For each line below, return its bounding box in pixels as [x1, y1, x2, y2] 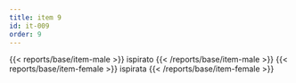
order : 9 [9, 29, 42, 38]
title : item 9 [9, 12, 62, 22]
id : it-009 [9, 21, 50, 30]
